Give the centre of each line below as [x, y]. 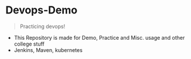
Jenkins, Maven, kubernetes [48, 50]
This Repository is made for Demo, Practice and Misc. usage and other [99, 37]
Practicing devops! [42, 26]
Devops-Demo [41, 10]
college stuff [29, 44]
